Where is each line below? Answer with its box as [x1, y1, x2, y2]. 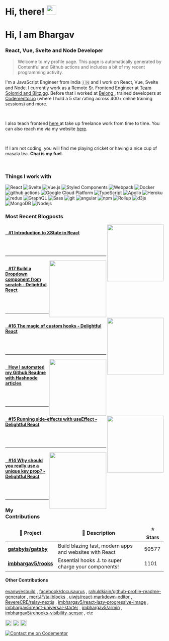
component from [5, 276, 41, 282]
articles [5, 380, 22, 387]
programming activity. [17, 69, 63, 75]
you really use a [5, 463, 39, 469]
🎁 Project [19, 530, 42, 537]
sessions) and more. [5, 101, 48, 107]
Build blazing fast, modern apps [57, 542, 133, 549]
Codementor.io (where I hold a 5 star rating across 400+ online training [5, 95, 152, 101]
